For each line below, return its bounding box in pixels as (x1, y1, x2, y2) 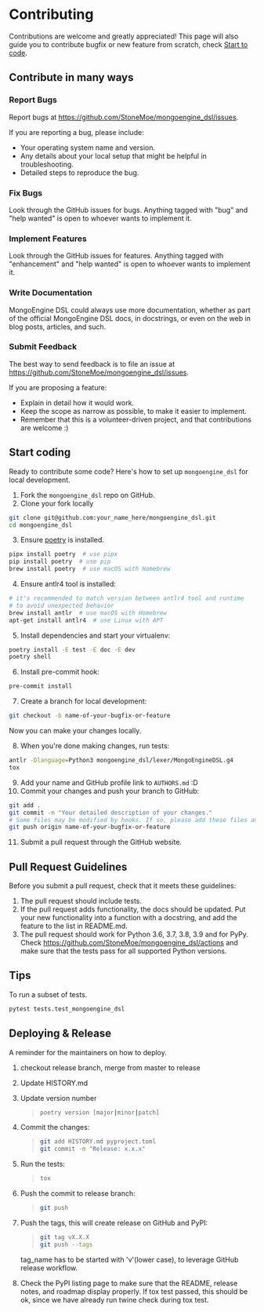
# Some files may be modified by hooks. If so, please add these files (9, 816, 248, 824)
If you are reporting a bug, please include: (9, 127, 144, 137)
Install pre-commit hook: (20, 667, 100, 677)
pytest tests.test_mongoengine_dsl (9, 1005, 125, 1013)
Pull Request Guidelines (9, 860, 128, 873)
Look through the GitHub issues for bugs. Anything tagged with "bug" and (9, 205, 248, 214)
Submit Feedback (9, 342, 78, 353)
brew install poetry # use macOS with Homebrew (9, 565, 171, 573)
